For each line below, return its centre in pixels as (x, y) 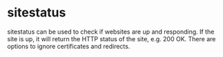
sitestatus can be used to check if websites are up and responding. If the (111, 32)
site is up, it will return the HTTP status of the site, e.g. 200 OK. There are (111, 38)
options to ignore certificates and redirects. (69, 46)
